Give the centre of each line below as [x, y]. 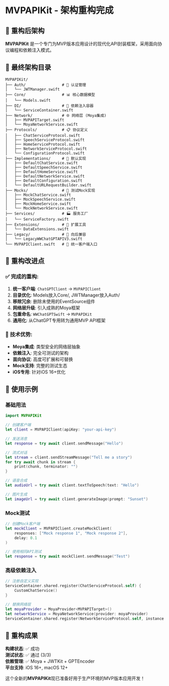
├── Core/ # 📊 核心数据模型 [50, 95]
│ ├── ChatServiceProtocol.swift [43, 135]
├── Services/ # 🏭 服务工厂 [47, 213]
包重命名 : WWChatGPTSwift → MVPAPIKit [52, 314]
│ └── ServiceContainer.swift [39, 110]
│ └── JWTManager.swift [32, 89]
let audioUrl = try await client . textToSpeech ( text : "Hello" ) [72, 485]
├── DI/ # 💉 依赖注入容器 [49, 106]
